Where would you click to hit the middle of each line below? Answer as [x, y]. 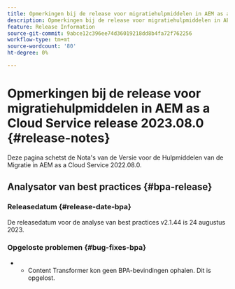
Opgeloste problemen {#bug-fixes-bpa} [77, 248]
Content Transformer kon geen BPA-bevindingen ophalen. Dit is [119, 270]
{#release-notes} [59, 138]
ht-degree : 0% [28, 53]
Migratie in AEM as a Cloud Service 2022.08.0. [74, 164]
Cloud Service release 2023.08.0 [106, 124]
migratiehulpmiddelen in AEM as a [109, 108]
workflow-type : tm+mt [39, 40]
